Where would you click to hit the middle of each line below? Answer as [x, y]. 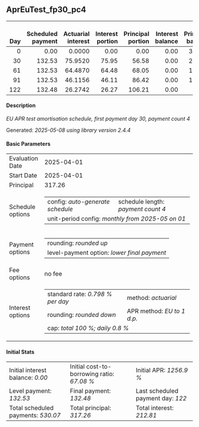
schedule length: [141, 202]
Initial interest [28, 370]
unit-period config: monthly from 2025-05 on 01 [116, 219]
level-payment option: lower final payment [107, 253]
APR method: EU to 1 [156, 311]
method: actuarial [152, 298]
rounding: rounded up [77, 243]
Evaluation [24, 158]
